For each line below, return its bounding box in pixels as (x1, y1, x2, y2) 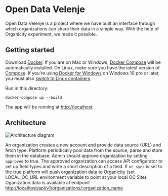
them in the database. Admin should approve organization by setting (5, 152, 148, 159)
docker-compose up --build (5, 95, 62, 100)
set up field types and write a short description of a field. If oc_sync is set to (5, 163, 163, 169)
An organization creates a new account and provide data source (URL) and (5, 142, 161, 148)
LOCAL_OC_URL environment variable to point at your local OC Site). (5, 174, 148, 180)
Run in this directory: (5, 85, 49, 91)
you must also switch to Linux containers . (5, 75, 92, 82)
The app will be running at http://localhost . (5, 104, 94, 110)
